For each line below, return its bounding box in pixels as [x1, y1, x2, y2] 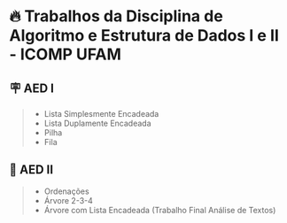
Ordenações [43, 186, 90, 196]
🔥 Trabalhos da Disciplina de [9, 6, 223, 27]
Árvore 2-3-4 [43, 195, 93, 205]
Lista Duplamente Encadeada [43, 118, 152, 128]
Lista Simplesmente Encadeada [43, 109, 159, 119]
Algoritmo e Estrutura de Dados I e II [9, 26, 279, 46]
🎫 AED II [9, 162, 54, 178]
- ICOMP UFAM [9, 44, 122, 65]
